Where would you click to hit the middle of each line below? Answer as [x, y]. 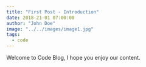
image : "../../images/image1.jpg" [50, 29]
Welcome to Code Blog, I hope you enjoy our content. [73, 58]
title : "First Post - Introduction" [53, 12]
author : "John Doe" [31, 23]
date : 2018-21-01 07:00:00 [40, 18]
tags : [13, 35]
